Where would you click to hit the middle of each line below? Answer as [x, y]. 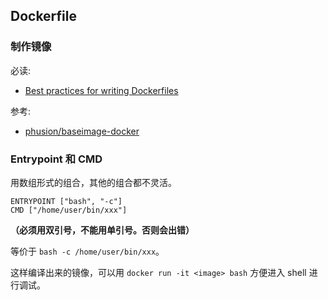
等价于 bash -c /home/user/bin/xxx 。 [87, 251]
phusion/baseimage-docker [82, 131]
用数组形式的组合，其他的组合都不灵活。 [93, 182]
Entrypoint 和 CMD [56, 159]
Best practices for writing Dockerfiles [101, 90]
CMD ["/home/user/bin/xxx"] [69, 210]
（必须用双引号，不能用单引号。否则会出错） [102, 230]
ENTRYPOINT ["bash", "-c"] [66, 201]
